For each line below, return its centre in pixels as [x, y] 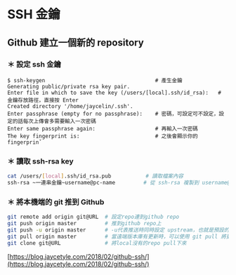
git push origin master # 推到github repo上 [84, 224]
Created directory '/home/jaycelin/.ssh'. [70, 106]
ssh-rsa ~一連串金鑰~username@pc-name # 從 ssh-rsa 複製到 [103, 183]
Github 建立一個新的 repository [76, 42]
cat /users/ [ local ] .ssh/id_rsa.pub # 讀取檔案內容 [96, 176]
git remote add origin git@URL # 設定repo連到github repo [93, 217]
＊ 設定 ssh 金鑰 [34, 64]
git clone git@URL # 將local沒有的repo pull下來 [97, 243]
